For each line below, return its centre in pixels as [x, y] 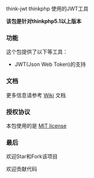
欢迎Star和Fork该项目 [32, 156]
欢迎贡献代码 [21, 169]
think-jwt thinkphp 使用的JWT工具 [47, 9]
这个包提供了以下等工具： [37, 52]
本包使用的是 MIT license [36, 126]
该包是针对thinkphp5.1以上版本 [44, 21]
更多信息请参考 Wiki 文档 [36, 95]
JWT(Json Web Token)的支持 [50, 64]
